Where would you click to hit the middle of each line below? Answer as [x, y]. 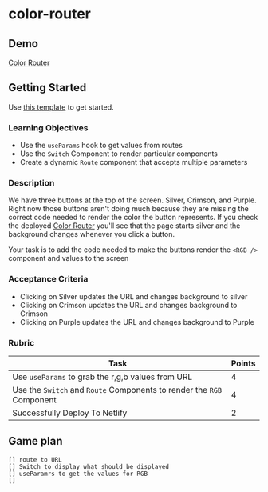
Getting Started [47, 88]
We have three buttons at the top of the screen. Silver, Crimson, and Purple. [132, 200]
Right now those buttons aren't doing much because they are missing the [128, 209]
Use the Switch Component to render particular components [118, 154]
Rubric [22, 342]
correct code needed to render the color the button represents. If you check [133, 218]
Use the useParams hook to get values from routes [101, 146]
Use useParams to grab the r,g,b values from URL [102, 377]
